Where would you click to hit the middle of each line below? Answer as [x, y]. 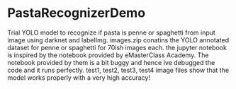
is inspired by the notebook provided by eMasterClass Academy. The [108, 55]
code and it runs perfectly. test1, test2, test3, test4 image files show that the [118, 70]
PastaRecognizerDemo [77, 13]
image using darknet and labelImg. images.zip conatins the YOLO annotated [118, 40]
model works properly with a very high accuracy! [79, 77]
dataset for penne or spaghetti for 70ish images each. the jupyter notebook [117, 47]
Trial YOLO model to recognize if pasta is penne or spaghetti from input [112, 32]
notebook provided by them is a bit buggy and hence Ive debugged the [111, 62]
